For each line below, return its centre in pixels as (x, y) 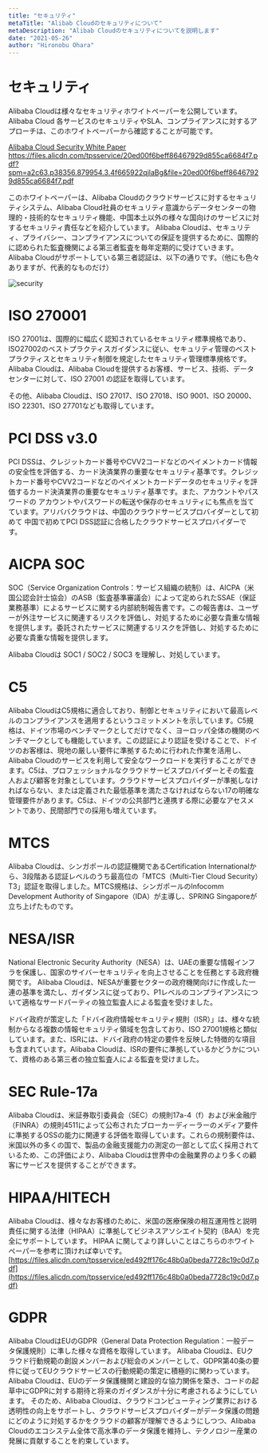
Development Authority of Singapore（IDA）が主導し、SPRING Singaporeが (133, 896)
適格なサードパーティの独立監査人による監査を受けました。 (120, 1002)
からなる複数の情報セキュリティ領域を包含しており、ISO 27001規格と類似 (136, 1029)
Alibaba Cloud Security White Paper (67, 147)
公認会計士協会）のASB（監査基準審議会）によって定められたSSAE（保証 (136, 597)
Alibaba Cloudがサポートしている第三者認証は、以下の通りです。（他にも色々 (134, 257)
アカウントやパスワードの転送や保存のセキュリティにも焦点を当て (146, 501)
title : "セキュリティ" (42, 16)
